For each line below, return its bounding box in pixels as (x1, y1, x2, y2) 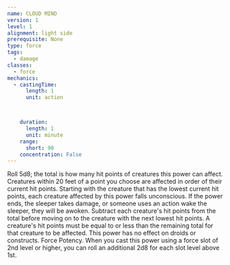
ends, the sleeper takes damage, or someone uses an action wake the (7, 199, 208, 208)
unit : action (25, 94, 64, 101)
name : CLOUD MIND (7, 10, 57, 17)
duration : (19, 119, 48, 126)
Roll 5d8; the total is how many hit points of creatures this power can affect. (7, 170, 223, 178)
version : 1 (7, 17, 39, 24)
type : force (7, 42, 42, 49)
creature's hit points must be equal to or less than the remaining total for (7, 221, 213, 230)
